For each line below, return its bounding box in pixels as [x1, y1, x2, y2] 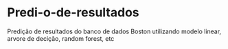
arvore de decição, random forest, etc [7, 34, 115, 42]
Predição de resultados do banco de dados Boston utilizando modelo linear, [7, 27, 222, 35]
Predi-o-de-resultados [7, 5, 139, 20]
